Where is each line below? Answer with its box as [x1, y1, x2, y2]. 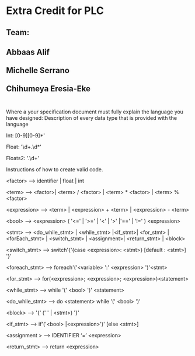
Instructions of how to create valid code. [6, 166, 103, 173]
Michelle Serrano [6, 65, 70, 75]
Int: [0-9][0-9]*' [6, 132, 46, 139]
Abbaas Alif [6, 47, 50, 57]
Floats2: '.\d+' [6, 155, 40, 162]
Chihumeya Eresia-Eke [6, 84, 91, 94]
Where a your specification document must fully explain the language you [6, 108, 184, 115]
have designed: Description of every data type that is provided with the [6, 115, 177, 122]
